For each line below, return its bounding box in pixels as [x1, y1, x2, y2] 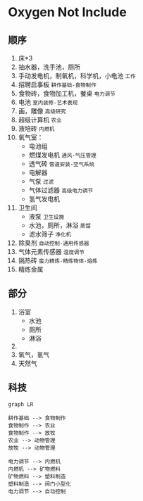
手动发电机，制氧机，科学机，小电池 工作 [18, 72, 136, 80]
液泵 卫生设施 [28, 213, 65, 220]
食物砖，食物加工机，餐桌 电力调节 [18, 89, 116, 97]
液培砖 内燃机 [18, 125, 55, 132]
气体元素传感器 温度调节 [18, 248, 85, 255]
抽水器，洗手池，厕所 [18, 63, 80, 71]
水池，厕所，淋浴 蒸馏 [28, 221, 91, 229]
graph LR [8, 400, 34, 408]
